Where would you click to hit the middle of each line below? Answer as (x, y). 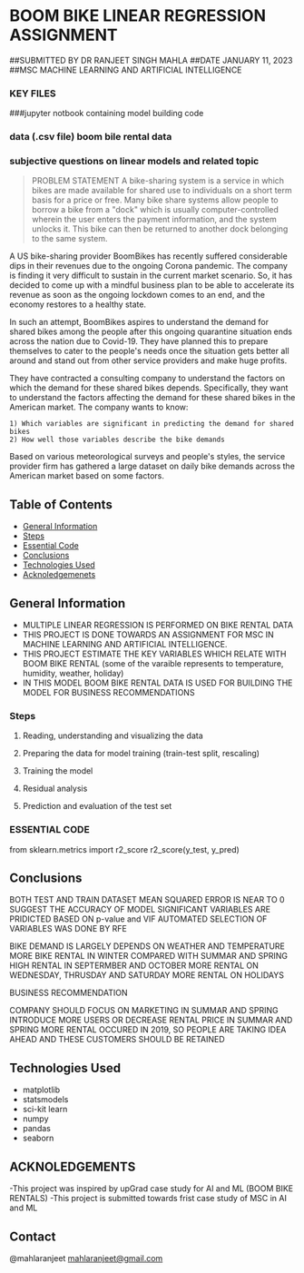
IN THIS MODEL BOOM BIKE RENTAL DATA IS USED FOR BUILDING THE (157, 683)
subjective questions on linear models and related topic (134, 162)
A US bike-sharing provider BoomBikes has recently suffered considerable (148, 256)
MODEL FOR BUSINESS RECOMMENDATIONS (108, 693)
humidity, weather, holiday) (73, 674)
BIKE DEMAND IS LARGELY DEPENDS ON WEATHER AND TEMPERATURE (147, 946)
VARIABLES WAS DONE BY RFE (68, 929)
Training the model (58, 771)
